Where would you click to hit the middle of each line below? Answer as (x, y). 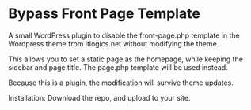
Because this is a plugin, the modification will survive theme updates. (121, 82)
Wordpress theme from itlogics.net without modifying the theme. (114, 43)
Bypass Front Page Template (104, 14)
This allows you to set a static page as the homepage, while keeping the (126, 59)
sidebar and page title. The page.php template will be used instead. (118, 67)
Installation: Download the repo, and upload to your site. (99, 97)
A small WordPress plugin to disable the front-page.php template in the (124, 35)
